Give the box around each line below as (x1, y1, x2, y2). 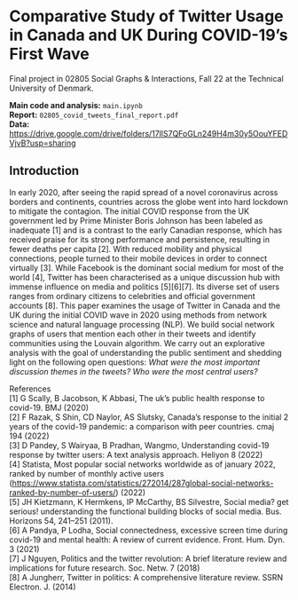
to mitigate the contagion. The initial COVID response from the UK (9, 206, 250, 217)
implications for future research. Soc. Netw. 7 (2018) (9, 562, 200, 573)
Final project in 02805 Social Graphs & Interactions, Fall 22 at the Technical (9, 73, 284, 83)
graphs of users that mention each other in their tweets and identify (9, 328, 256, 339)
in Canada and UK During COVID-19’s (9, 25, 288, 45)
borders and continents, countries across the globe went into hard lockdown (9, 196, 288, 207)
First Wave (9, 44, 90, 64)
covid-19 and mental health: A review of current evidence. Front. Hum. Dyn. (9, 534, 286, 545)
